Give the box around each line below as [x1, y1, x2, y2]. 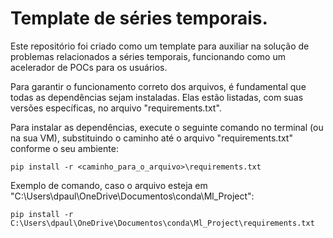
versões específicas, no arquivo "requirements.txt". [10, 102, 222, 114]
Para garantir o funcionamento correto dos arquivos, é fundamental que [10, 80, 307, 92]
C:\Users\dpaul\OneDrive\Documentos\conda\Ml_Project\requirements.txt [10, 218, 315, 228]
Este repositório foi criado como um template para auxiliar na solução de [10, 40, 310, 52]
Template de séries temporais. [10, 7, 268, 30]
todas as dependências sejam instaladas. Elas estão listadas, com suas [10, 91, 304, 103]
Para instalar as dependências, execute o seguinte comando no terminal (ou [10, 121, 324, 133]
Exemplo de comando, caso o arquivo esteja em [10, 179, 208, 191]
